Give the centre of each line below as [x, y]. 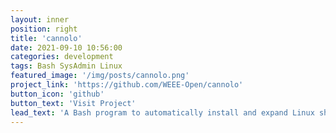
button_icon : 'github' [57, 94]
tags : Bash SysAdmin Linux [66, 66]
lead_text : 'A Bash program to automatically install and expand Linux [162, 112]
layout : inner [40, 19]
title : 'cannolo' [46, 38]
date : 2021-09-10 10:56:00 [66, 47]
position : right [44, 29]
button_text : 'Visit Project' [73, 103]
